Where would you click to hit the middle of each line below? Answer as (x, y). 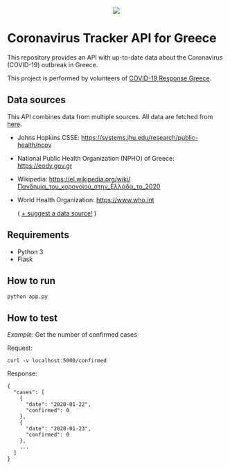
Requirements (38, 235)
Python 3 (30, 251)
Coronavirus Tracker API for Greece (112, 38)
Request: (20, 348)
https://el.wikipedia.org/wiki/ (90, 179)
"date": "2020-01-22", (58, 405)
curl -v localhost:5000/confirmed (57, 361)
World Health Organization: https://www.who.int (86, 200)
